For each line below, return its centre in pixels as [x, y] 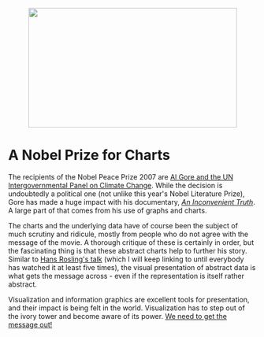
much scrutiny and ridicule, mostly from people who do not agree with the [128, 234]
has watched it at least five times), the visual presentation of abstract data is [132, 267]
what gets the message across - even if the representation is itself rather [126, 276]
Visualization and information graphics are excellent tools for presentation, [129, 299]
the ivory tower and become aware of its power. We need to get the [117, 316]
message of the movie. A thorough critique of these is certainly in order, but [131, 242]
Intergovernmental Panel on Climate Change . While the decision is [115, 185]
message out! [30, 324]
